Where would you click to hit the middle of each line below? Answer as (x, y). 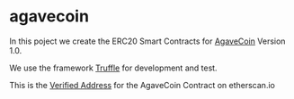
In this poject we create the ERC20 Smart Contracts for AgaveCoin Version (147, 41)
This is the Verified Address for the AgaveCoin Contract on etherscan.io (143, 85)
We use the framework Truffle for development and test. (113, 68)
